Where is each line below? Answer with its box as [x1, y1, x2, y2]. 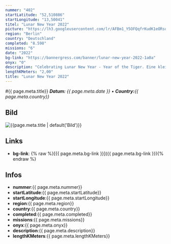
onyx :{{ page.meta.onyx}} [12, 222, 68, 228]
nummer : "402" [5, 7, 36, 13]
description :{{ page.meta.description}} [12, 228, 95, 234]
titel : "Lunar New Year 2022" [5, 21, 70, 27]
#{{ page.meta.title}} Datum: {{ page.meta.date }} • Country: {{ [5, 88, 139, 94]
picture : [5, 27, 24, 32]
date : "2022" [5, 50, 33, 55]
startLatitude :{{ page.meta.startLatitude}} [12, 190, 102, 196]
